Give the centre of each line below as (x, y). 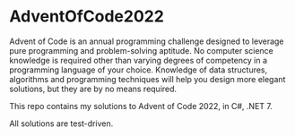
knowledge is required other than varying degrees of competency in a (138, 60)
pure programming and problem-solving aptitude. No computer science (141, 50)
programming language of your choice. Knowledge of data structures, (139, 70)
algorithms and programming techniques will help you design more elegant (147, 79)
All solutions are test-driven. (61, 123)
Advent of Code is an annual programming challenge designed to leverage (147, 41)
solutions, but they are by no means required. (93, 89)
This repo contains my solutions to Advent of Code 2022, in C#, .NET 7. (141, 106)
